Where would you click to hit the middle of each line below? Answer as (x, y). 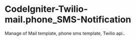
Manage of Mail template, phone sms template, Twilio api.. (65, 33)
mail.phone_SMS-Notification (68, 20)
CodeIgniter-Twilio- (46, 9)
